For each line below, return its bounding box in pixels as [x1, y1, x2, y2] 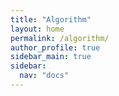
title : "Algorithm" [10, 14, 92, 25]
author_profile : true [10, 42, 101, 53]
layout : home [10, 24, 65, 34]
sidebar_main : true [10, 52, 92, 62]
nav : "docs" [19, 71, 70, 81]
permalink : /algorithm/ [10, 33, 110, 43]
